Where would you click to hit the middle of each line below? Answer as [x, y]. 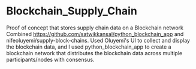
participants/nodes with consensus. [50, 59]
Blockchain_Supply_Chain [72, 11]
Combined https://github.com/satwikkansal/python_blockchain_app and [95, 34]
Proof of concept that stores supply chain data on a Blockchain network [95, 28]
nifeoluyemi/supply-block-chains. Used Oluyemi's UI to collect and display [98, 40]
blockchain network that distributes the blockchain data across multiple [94, 53]
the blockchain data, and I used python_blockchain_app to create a [89, 47]
